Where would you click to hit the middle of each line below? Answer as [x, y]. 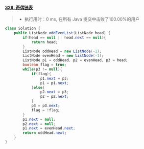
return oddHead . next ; [45, 133]
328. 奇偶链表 [19, 7]
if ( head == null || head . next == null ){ [64, 37]
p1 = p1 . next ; [54, 83]
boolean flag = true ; [45, 65]
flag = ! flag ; [46, 110]
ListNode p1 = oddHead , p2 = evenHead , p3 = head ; [75, 60]
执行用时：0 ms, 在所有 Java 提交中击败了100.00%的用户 [82, 19]
